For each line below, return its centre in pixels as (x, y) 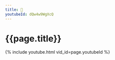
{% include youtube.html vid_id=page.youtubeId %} (58, 52)
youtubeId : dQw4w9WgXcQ (29, 14)
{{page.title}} (33, 39)
